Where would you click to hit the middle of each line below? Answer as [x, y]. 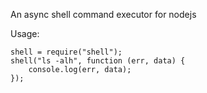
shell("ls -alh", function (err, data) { [98, 61]
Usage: [25, 33]
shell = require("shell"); [66, 52]
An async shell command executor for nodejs [103, 14]
